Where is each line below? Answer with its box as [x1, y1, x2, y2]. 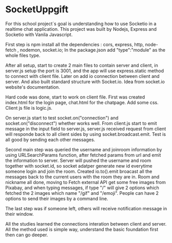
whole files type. [5, 52, 41, 58]
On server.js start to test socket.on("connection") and [5, 114, 119, 121]
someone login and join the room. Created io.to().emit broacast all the [5, 168, 152, 174]
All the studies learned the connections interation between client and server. [5, 220, 167, 227]
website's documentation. [5, 84, 60, 90]
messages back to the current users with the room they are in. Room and [5, 173, 160, 180]
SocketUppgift [5, 4, 68, 15]
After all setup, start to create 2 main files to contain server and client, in [5, 62, 158, 68]
